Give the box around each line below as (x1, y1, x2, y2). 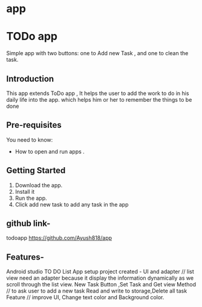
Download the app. (15, 181, 63, 189)
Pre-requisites (6, 120, 62, 130)
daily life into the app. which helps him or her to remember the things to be (6, 96, 192, 103)
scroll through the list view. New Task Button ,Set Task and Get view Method (6, 281, 197, 288)
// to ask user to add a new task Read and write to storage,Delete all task (6, 287, 187, 295)
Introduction (6, 73, 54, 84)
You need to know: (6, 136, 53, 144)
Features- (6, 252, 44, 262)
